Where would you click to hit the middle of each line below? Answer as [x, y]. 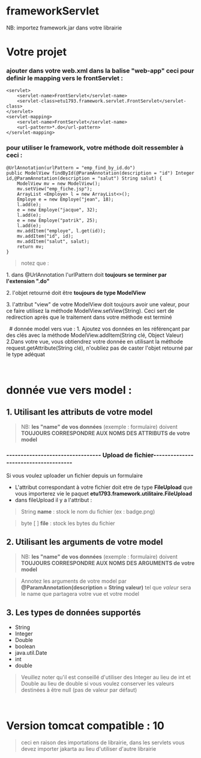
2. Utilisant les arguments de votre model [85, 542]
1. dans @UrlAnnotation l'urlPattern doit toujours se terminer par [86, 274]
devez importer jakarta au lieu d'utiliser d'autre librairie [88, 748]
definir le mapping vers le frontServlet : [64, 78]
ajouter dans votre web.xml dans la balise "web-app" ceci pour [100, 71]
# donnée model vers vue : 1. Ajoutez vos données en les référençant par [99, 329]
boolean [25, 646]
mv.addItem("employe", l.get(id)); [61, 231]
